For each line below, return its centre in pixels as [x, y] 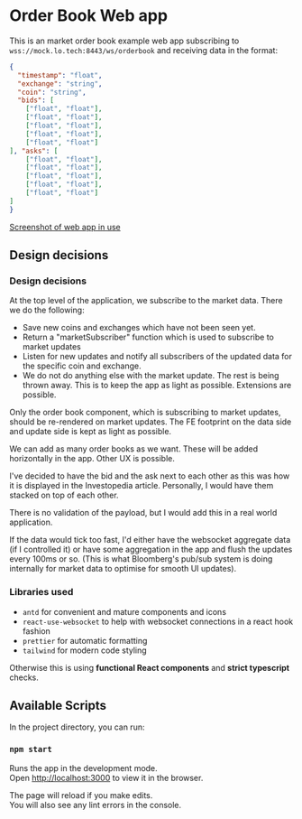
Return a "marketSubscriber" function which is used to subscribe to [148, 337]
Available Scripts [58, 706]
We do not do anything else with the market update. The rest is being [151, 376]
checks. [24, 677]
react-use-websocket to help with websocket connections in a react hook [158, 621]
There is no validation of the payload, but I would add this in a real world [143, 513]
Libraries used [41, 592]
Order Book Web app [89, 16]
